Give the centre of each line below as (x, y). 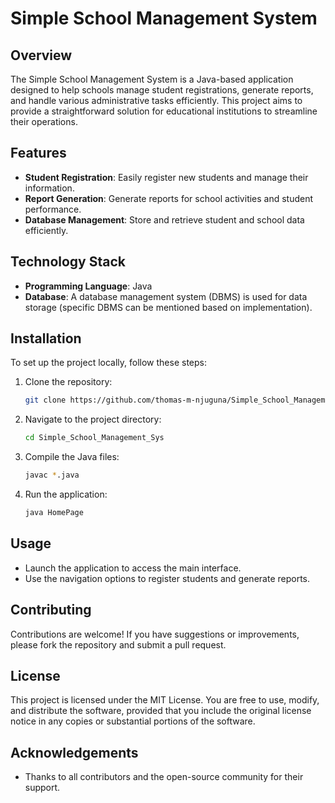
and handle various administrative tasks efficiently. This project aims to (156, 100)
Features (38, 153)
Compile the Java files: (72, 457)
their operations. (44, 121)
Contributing (51, 610)
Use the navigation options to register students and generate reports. (167, 578)
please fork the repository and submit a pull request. (118, 644)
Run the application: (66, 494)
